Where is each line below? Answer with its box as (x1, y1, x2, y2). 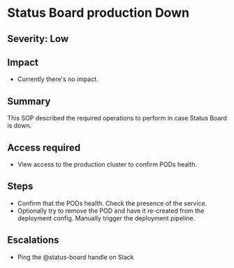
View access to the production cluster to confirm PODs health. (17, 160, 198, 169)
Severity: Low (7, 33, 69, 45)
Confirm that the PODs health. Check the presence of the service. (17, 199, 207, 207)
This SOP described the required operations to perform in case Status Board (7, 114, 227, 122)
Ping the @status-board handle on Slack (17, 253, 134, 261)
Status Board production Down (7, 5, 190, 21)
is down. (7, 121, 32, 130)
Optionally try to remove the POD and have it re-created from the (17, 206, 205, 215)
